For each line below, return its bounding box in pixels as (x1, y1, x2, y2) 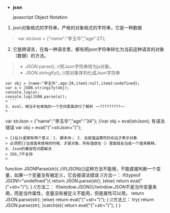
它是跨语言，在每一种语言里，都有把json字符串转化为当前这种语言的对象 (12, 46, 164, 52)
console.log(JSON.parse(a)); (5, 94, 67, 99)
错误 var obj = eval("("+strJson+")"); (5, 125, 81, 130)
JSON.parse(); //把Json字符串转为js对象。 (25, 64, 114, 69)
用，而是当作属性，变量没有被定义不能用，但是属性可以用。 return (5, 190, 144, 196)
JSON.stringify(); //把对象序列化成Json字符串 (25, 70, 121, 76)
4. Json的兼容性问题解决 (5, 146, 52, 151)
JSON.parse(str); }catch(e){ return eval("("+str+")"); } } (5, 202, 121, 208)
